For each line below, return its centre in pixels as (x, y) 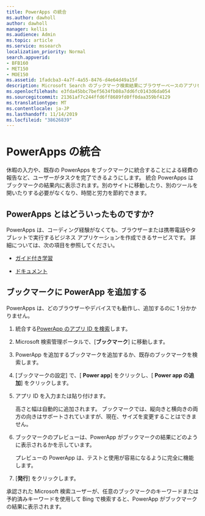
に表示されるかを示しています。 (55, 445)
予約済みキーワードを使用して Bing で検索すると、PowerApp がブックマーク (102, 499)
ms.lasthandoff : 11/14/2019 (42, 114)
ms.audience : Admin (31, 35)
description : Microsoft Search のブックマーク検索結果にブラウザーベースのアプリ (102, 86)
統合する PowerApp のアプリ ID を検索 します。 (73, 329)
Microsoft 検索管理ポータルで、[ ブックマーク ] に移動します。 (92, 341)
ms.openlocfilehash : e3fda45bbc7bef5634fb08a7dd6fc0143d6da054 (88, 92)
